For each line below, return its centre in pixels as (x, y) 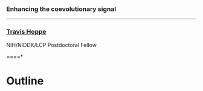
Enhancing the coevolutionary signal (61, 9)
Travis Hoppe (26, 32)
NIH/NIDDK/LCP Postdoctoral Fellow (51, 45)
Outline (25, 81)
